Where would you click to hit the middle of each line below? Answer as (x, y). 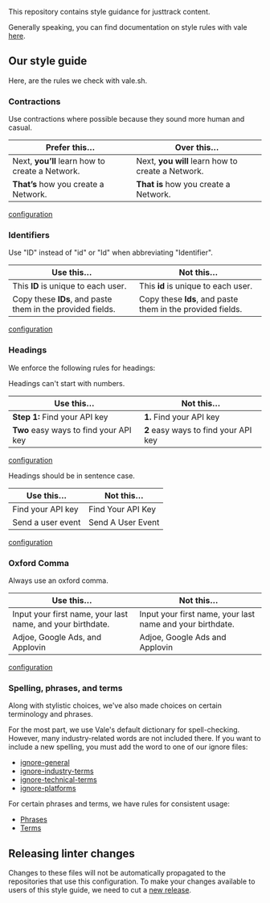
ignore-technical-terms (59, 780)
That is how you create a (183, 185)
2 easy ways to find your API (198, 430)
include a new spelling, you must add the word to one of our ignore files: (128, 747)
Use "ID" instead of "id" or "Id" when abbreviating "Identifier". (110, 252)
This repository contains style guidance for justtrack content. (109, 12)
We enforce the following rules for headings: (82, 368)
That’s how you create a (58, 185)
